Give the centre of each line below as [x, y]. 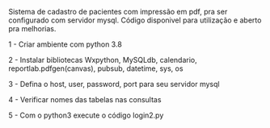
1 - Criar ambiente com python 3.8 [65, 44]
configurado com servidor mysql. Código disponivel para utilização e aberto [135, 20]
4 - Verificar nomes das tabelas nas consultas [85, 99]
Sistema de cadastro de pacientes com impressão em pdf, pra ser [118, 12]
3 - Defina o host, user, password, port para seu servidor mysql [114, 84]
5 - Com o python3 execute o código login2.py [86, 115]
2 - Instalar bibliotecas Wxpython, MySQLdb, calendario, [103, 60]
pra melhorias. [32, 29]
